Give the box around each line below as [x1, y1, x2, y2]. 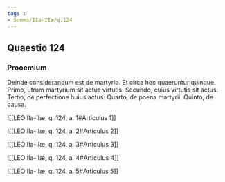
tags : [7, 10, 26, 17]
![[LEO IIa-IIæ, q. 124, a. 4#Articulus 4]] [7, 154, 119, 162]
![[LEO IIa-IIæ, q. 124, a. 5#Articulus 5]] [7, 167, 119, 176]
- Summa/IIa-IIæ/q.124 [7, 17, 73, 23]
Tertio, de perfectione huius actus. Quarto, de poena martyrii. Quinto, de [7, 93, 213, 101]
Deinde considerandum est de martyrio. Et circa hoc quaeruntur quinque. [7, 79, 216, 87]
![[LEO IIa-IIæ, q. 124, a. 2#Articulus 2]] [7, 127, 119, 135]
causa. [7, 101, 26, 109]
